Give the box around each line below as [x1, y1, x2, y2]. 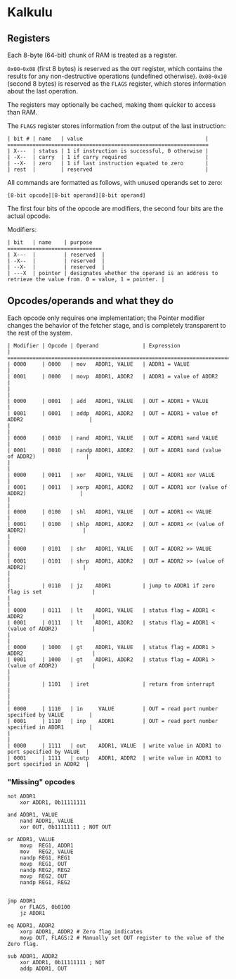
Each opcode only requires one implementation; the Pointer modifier [7, 314, 205, 322]
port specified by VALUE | [7, 748, 90, 755]
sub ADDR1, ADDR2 [7, 953, 58, 960]
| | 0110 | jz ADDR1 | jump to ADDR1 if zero [7, 582, 216, 589]
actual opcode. [7, 212, 51, 220]
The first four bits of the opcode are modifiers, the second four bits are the [7, 205, 223, 212]
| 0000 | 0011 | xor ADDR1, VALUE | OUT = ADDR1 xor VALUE [7, 471, 216, 478]
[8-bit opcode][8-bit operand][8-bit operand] [7, 192, 146, 199]
